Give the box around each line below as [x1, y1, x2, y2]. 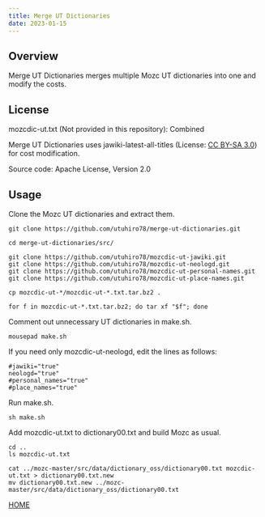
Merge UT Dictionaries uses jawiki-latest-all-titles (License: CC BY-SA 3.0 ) [8, 140, 258, 150]
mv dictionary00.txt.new [8, 478, 92, 486]
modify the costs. [8, 79, 67, 89]
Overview [8, 49, 59, 63]
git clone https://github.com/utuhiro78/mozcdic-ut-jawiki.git [8, 252, 227, 261]
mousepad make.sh [8, 333, 67, 341]
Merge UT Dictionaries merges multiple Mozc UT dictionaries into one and [8, 70, 257, 81]
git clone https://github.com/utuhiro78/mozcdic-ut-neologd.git [8, 260, 230, 268]
